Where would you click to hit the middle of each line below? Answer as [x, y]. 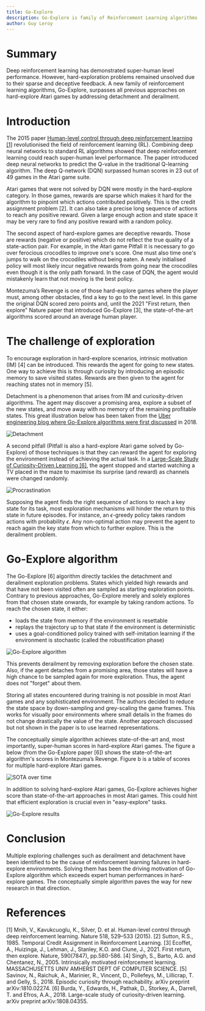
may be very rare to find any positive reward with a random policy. [89, 221]
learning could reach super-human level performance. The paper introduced [102, 158]
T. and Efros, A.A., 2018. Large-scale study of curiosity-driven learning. [96, 995]
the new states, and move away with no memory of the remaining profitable [101, 409]
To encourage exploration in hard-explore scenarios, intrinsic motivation [97, 358]
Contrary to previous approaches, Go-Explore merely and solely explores [98, 596]
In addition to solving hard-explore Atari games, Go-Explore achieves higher [102, 789]
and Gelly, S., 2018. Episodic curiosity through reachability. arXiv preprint [98, 982]
